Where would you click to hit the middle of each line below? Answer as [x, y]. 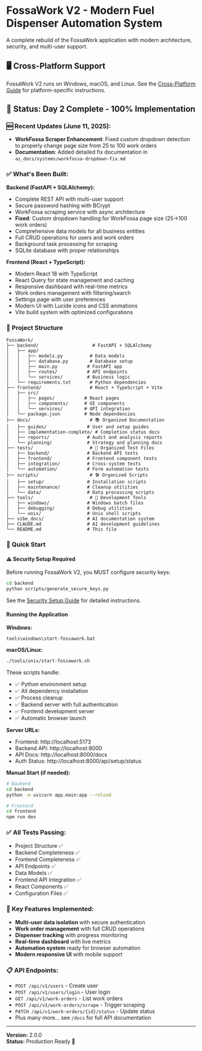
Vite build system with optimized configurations [74, 312]
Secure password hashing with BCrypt [63, 205]
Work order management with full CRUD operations [80, 929]
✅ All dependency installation [51, 690]
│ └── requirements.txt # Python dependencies [76, 383]
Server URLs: [23, 730]
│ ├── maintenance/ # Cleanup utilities [72, 487]
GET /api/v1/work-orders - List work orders [69, 999]
